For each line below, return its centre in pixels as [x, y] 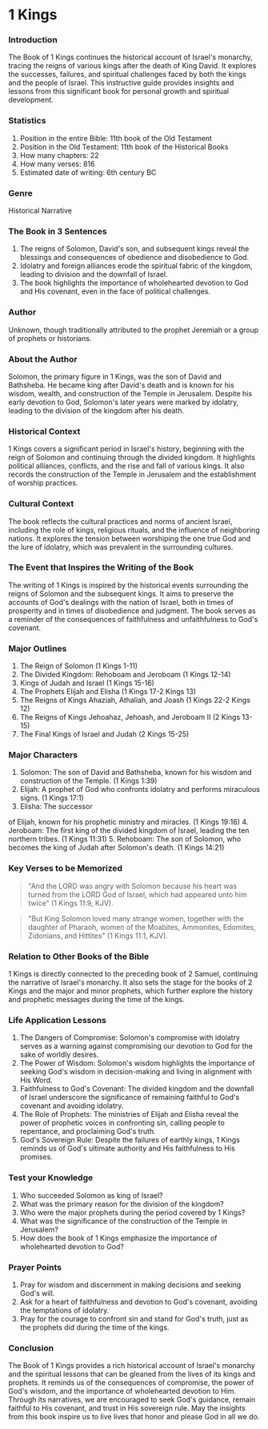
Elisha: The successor [56, 806]
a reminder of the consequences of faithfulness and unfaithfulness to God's [133, 619]
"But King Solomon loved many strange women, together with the [136, 918]
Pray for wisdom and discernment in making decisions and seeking [130, 1285]
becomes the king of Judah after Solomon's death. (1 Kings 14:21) [116, 847]
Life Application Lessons [57, 1020]
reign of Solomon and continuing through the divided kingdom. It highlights [132, 457]
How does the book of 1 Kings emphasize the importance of [118, 1238]
